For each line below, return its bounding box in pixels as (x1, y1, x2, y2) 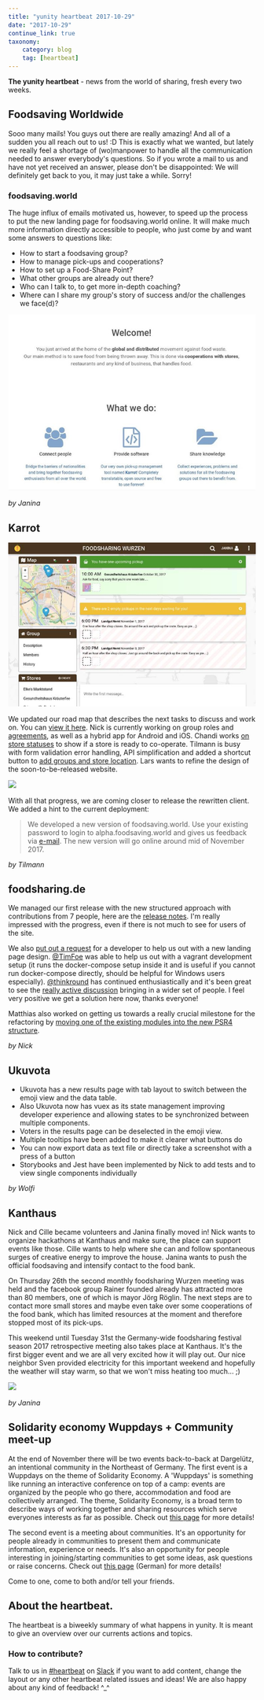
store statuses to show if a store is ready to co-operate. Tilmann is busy (8, 739, 241, 748)
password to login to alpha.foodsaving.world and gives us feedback (27, 827, 247, 837)
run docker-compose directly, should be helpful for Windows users (8, 969, 225, 978)
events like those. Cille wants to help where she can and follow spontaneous (8, 1244, 255, 1254)
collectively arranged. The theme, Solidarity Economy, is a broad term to (8, 1495, 243, 1505)
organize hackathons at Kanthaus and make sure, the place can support (8, 1236, 241, 1245)
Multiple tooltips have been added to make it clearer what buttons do (19, 1135, 243, 1144)
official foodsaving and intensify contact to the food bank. (8, 1261, 196, 1270)
